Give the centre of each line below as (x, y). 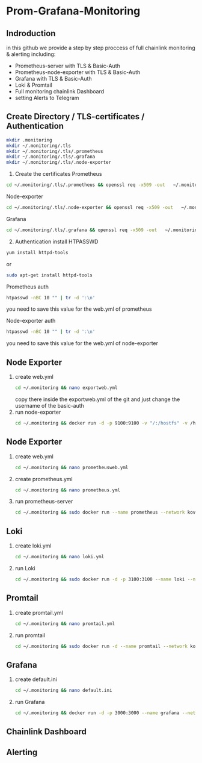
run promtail (30, 635)
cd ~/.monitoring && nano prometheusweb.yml (72, 467)
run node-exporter (38, 412)
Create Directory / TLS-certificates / (75, 117)
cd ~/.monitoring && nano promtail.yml (65, 624)
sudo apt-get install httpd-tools (50, 275)
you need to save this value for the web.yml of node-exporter (82, 343)
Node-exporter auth (31, 321)
